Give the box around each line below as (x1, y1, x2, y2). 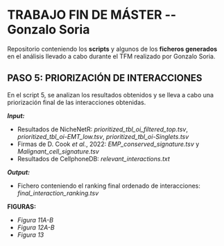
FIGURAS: (7, 202, 37, 211)
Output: (7, 167, 31, 177)
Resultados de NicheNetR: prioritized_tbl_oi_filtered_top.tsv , (17, 125, 189, 133)
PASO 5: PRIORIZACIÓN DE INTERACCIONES (7, 72, 203, 84)
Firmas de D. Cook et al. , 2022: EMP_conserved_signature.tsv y (17, 140, 200, 148)
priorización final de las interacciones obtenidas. (7, 98, 146, 106)
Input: (7, 111, 26, 120)
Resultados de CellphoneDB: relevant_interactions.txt (17, 154, 170, 163)
